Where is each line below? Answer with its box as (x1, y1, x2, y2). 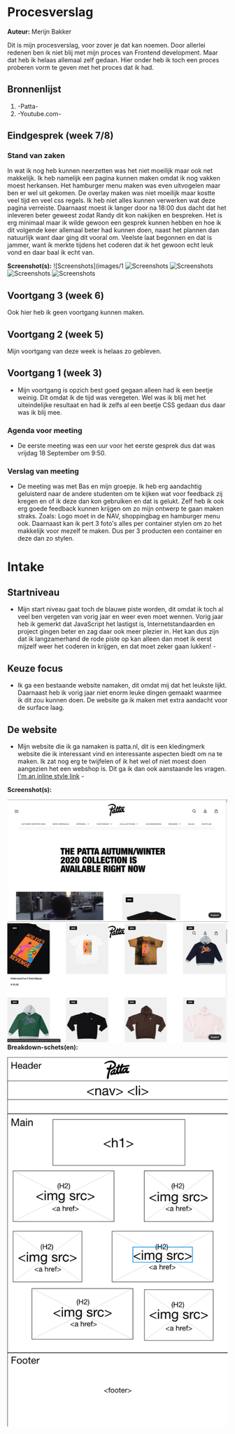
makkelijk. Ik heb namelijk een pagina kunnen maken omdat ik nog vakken (7, 174, 220, 183)
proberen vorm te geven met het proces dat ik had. (7, 63, 154, 71)
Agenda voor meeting (7, 425, 83, 435)
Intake (7, 559, 45, 574)
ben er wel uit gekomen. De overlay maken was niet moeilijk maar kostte (7, 189, 215, 197)
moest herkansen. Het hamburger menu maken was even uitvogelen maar (7, 181, 221, 190)
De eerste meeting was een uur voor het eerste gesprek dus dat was (17, 441, 215, 450)
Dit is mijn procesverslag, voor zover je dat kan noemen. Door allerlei (7, 41, 206, 49)
